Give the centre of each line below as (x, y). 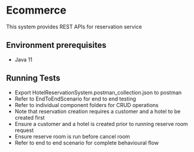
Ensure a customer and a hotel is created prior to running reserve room (101, 124)
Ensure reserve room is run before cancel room (72, 136)
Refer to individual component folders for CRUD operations (86, 105)
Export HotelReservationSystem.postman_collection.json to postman (98, 92)
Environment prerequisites (56, 45)
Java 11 (23, 59)
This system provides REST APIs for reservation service (74, 27)
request (24, 130)
